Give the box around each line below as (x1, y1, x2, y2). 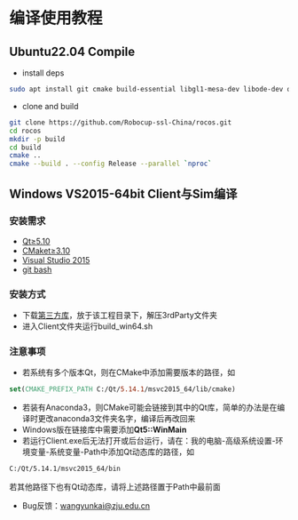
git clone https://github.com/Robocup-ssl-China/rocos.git (9, 117, 232, 127)
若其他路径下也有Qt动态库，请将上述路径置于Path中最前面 (9, 482, 221, 492)
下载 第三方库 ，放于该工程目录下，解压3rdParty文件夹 (21, 310, 218, 321)
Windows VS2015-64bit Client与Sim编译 (9, 186, 238, 201)
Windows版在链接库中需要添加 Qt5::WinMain (21, 424, 187, 436)
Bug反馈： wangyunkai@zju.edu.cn (21, 500, 151, 511)
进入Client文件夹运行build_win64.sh (21, 321, 153, 332)
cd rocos (9, 126, 42, 135)
